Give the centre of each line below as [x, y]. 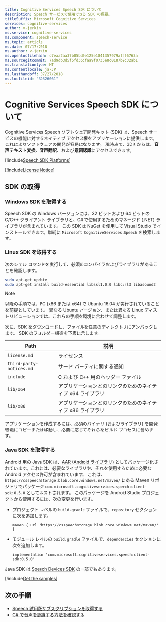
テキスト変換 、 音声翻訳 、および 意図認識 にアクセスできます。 [72, 150]
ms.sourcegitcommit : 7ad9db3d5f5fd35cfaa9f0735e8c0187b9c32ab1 [72, 60]
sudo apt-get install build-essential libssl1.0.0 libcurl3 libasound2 [80, 284]
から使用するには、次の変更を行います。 [55, 499]
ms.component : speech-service [36, 38]
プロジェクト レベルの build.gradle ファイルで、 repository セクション [84, 509]
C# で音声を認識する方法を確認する [48, 615]
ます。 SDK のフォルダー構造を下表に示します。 [54, 333]
